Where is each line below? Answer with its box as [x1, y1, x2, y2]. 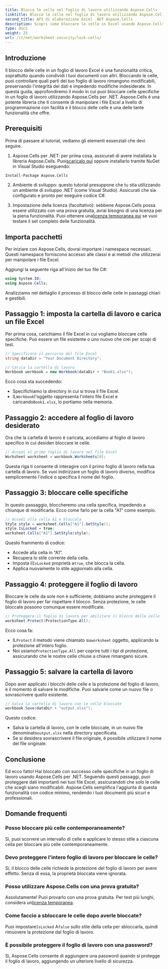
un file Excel [5, 318, 44, 326]
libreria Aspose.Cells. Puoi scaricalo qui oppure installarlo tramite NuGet [12, 158, 160, 164]
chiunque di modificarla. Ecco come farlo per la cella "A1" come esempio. [5, 507, 156, 513]
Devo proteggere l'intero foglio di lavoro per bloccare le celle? [5, 854, 158, 861]
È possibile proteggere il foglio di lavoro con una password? [5, 941, 153, 948]
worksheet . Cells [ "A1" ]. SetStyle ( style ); [5, 531, 91, 536]
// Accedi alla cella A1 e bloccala [5, 517, 81, 522]
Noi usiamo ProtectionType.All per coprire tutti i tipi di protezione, [12, 647, 149, 654]
